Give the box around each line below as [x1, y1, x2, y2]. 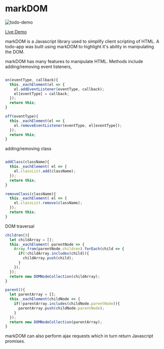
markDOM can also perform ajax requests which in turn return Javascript [5, 333, 154, 339]
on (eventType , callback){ [5, 77, 58, 82]
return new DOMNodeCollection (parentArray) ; [9, 319, 102, 324]
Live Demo [5, 29, 27, 35]
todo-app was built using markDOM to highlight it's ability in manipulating [5, 43, 154, 49]
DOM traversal [5, 223, 34, 229]
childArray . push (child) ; [23, 256, 74, 261]
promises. [5, 338, 26, 344]
